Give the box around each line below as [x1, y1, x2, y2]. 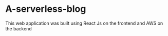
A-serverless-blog [5, 3, 86, 15]
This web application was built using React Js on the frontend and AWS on [5, 20, 163, 26]
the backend [5, 25, 32, 31]
